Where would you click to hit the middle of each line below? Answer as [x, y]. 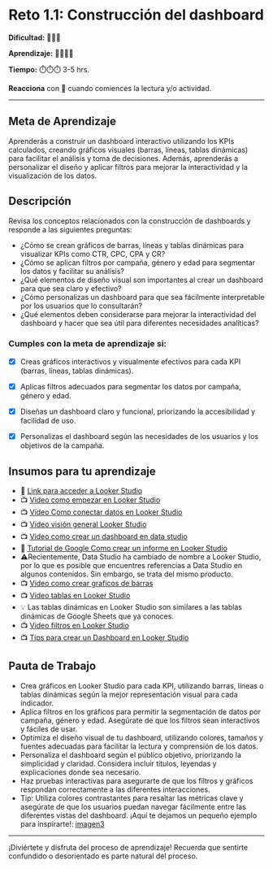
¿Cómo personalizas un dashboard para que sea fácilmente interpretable [142, 297]
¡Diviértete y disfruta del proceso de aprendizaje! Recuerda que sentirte [128, 847]
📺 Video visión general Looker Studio [83, 524]
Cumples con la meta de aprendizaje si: [88, 344]
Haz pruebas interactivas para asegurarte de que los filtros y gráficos [136, 780]
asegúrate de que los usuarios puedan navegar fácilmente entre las [133, 806]
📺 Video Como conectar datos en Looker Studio [101, 512]
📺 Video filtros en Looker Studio [75, 625]
